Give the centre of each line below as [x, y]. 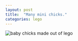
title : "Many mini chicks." [36, 14]
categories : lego [24, 19]
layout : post [19, 10]
